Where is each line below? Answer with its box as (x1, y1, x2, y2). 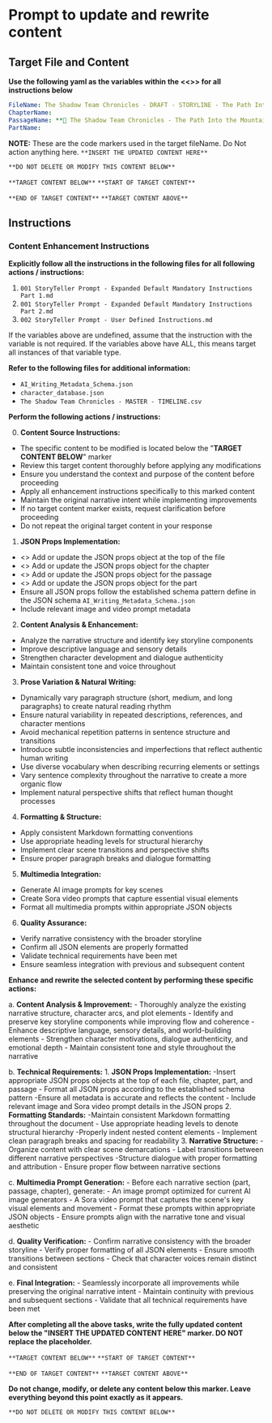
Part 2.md (19, 307, 54, 316)
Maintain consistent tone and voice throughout (19, 661, 176, 671)
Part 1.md (19, 292, 54, 300)
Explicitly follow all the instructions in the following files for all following (8, 259, 255, 269)
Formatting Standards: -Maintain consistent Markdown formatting (8, 1110, 231, 1120)
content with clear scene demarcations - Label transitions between (40, 1145, 264, 1154)
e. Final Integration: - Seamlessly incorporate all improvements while (8, 1278, 240, 1288)
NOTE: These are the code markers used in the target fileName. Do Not (8, 138, 247, 148)
